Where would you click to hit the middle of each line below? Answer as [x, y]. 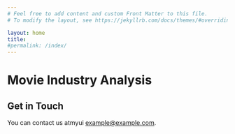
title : [17, 39]
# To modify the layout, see [50, 20]
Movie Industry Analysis [80, 80]
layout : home [26, 33]
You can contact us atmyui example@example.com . [82, 123]
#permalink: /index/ [37, 46]
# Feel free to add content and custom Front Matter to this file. [108, 14]
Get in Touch [36, 106]
